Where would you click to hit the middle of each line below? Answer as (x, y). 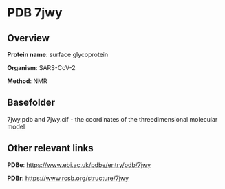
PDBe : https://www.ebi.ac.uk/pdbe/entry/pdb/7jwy (79, 165)
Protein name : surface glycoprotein (58, 54)
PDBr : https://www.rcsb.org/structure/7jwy (68, 178)
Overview (29, 38)
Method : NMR (27, 81)
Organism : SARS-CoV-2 (41, 68)
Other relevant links (51, 148)
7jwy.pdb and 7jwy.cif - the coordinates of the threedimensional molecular (112, 119)
